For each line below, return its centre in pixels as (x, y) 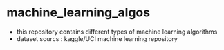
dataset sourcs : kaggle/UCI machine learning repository (97, 38)
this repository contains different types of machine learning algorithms (117, 32)
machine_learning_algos (78, 13)
